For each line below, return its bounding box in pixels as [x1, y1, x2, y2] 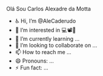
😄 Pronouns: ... [15, 57, 55, 64]
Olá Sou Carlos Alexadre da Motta [6, 5, 91, 12]
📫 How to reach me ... [15, 49, 71, 55]
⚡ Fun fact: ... [15, 64, 48, 71]
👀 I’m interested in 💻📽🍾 [15, 27, 76, 33]
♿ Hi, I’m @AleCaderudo [15, 18, 76, 24]
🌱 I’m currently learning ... [15, 35, 80, 42]
